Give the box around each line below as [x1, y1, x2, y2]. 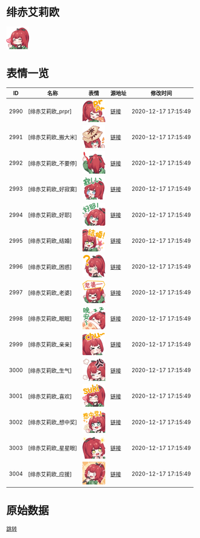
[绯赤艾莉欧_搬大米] [28, 134, 78, 141]
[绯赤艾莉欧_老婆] [28, 289, 72, 296]
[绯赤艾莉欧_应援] [28, 470, 72, 477]
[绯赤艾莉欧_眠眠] [28, 315, 72, 322]
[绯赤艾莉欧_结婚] [28, 237, 72, 245]
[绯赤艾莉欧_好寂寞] [28, 185, 78, 192]
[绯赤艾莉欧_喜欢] [28, 392, 72, 400]
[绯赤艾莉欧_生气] [28, 367, 72, 374]
